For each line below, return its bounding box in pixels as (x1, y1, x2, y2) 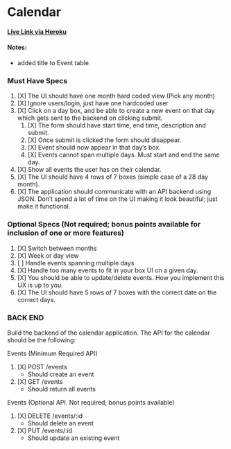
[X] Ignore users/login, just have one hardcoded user (17, 99, 169, 107)
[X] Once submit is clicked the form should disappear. (27, 136, 182, 144)
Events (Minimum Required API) (7, 349, 99, 358)
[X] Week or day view (17, 251, 79, 260)
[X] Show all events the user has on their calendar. (17, 166, 162, 174)
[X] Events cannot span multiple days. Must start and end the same (27, 150, 220, 159)
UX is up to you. (17, 281, 64, 289)
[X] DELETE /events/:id (17, 412, 83, 420)
